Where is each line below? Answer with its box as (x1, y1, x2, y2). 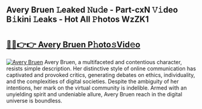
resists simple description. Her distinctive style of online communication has (6, 65, 197, 72)
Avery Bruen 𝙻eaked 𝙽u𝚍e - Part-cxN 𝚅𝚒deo (6, 5, 178, 15)
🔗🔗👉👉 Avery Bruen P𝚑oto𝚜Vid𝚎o (6, 39, 141, 50)
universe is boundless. (6, 97, 62, 104)
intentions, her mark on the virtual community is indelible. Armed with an (6, 84, 187, 91)
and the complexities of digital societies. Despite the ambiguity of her (6, 78, 180, 85)
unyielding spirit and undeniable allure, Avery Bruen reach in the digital (6, 91, 183, 97)
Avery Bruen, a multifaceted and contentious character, (44, 59, 183, 65)
